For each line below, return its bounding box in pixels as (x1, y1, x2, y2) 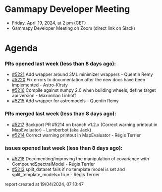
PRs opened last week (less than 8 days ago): (4, 61, 116, 67)
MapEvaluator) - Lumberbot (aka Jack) (11, 127, 92, 132)
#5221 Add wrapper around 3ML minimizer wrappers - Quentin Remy (11, 71, 153, 77)
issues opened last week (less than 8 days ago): (4, 144, 123, 151)
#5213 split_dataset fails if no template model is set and (11, 166, 125, 172)
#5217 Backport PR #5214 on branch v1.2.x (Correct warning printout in (11, 122, 158, 128)
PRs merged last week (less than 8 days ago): (4, 110, 116, 117)
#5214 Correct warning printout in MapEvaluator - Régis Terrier (11, 132, 141, 138)
